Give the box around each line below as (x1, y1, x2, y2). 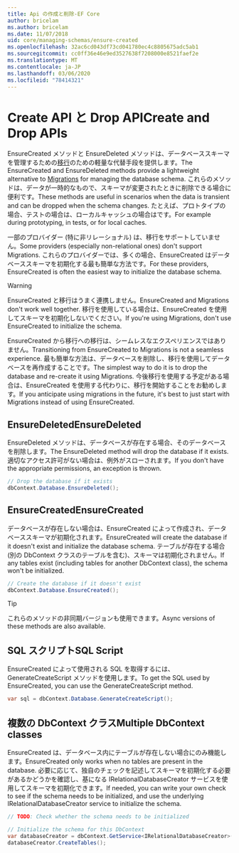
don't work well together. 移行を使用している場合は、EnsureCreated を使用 (7, 305, 228, 314)
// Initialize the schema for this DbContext (7, 826, 144, 833)
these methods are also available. (7, 622, 106, 630)
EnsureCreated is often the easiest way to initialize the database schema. (7, 267, 222, 276)
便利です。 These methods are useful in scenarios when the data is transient (7, 193, 230, 201)
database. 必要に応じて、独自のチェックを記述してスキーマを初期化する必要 (7, 765, 231, 774)
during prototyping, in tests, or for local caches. (7, 218, 147, 227)
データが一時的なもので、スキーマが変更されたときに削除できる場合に (26, 184, 232, 192)
